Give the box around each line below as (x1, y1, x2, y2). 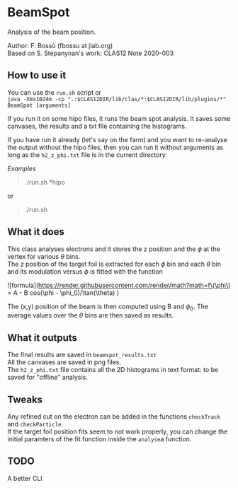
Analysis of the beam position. (7, 28, 96, 36)
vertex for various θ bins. (7, 252, 81, 260)
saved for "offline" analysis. (7, 373, 89, 382)
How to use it (7, 69, 67, 81)
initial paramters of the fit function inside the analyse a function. (7, 434, 192, 443)
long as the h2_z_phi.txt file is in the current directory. (7, 150, 168, 159)
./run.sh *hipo (24, 178, 65, 186)
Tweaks (7, 393, 43, 405)
